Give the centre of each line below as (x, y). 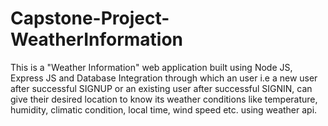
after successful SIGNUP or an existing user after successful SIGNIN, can (161, 88)
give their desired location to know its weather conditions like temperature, (164, 99)
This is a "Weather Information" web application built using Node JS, (151, 67)
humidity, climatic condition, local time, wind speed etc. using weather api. (164, 109)
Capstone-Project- (90, 18)
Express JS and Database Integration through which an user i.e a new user (164, 78)
